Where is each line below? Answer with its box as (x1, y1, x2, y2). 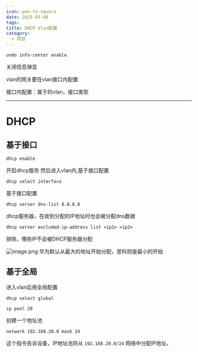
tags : (6, 19, 19, 25)
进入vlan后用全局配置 (6, 284, 58, 291)
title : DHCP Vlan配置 (6, 25, 58, 31)
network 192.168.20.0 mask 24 (6, 328, 81, 334)
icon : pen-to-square (6, 8, 57, 15)
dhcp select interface (6, 179, 62, 185)
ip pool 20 (6, 305, 33, 311)
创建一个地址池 (6, 317, 42, 324)
